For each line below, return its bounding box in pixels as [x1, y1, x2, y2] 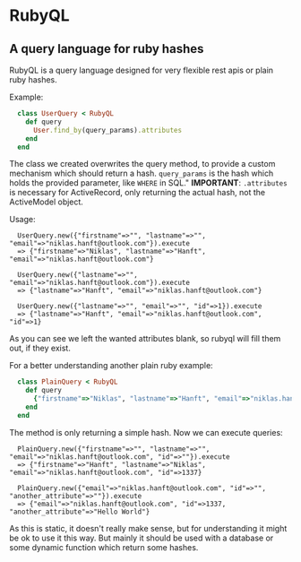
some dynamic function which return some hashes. [9, 541, 199, 552]
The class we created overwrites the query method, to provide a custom [9, 159, 276, 169]
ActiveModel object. [9, 196, 83, 207]
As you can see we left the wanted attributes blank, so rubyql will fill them [9, 333, 281, 344]
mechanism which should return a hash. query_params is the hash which [9, 168, 274, 179]
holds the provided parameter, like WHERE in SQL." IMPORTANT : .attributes [9, 177, 288, 188]
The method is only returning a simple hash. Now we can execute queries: [9, 427, 284, 437]
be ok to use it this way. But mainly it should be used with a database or [9, 532, 274, 543]
